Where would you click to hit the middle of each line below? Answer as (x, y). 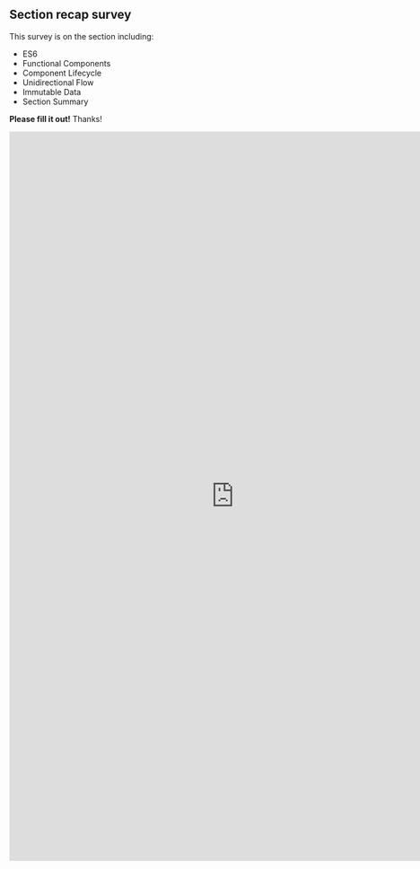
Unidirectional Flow (58, 82)
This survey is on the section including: (82, 36)
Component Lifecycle (61, 73)
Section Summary (55, 101)
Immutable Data (52, 92)
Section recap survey (70, 15)
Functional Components (66, 63)
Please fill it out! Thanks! (56, 118)
